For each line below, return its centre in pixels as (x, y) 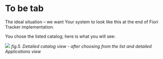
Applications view (23, 51)
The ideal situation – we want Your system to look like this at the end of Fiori (82, 22)
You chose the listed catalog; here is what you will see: (60, 36)
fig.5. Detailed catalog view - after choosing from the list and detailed (81, 46)
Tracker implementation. (30, 27)
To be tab (24, 8)
